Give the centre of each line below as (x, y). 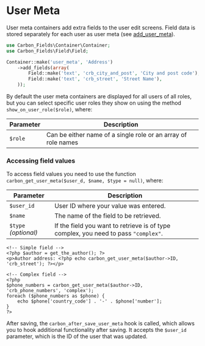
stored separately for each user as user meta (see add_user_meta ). (91, 34)
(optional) (23, 233)
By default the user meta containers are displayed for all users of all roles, (99, 97)
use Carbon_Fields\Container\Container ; (59, 45)
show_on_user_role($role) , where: (49, 109)
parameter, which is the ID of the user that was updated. (77, 336)
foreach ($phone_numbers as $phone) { (56, 296)
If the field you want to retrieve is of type (113, 226)
